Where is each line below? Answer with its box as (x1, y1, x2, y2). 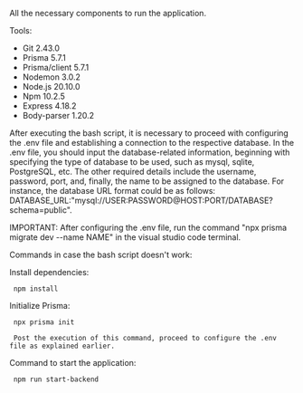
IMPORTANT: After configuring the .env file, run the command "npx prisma (9, 222, 288, 233)
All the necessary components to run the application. (9, 8, 206, 18)
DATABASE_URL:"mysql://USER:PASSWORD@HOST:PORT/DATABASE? (9, 195, 274, 206)
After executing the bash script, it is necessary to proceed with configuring (9, 128, 289, 139)
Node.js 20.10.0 (22, 81, 80, 91)
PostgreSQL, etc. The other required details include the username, (9, 167, 257, 177)
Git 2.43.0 (22, 43, 61, 53)
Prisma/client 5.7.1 (22, 62, 90, 72)
